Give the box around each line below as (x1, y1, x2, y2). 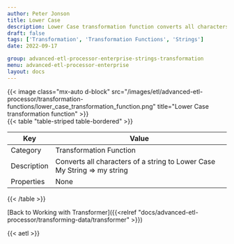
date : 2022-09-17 (7, 43, 58, 49)
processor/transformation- (7, 95, 84, 103)
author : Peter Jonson (7, 10, 70, 17)
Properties (10, 176, 45, 186)
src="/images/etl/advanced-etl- (111, 87, 203, 96)
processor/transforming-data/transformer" (7, 215, 130, 224)
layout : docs (7, 68, 45, 75)
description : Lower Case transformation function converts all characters (7, 23, 229, 30)
